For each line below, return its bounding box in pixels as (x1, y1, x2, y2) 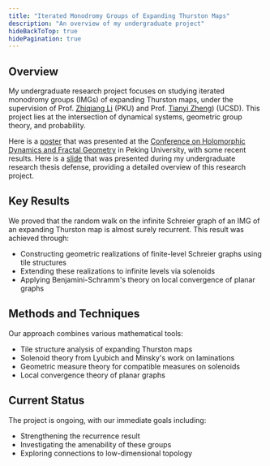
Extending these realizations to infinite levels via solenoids (19, 265, 216, 276)
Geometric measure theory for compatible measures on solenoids (19, 361, 241, 371)
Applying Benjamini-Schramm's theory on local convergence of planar (19, 274, 255, 284)
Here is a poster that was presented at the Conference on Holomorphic (8, 136, 246, 146)
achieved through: (8, 233, 70, 243)
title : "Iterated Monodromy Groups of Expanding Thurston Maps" (8, 11, 230, 20)
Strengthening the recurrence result (19, 431, 140, 441)
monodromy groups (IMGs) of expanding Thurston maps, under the (8, 95, 234, 105)
